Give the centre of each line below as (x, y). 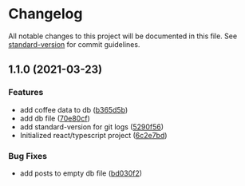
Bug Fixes (28, 156)
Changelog (45, 14)
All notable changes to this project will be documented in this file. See (123, 36)
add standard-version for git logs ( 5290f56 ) (92, 127)
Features (26, 93)
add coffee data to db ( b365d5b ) (74, 109)
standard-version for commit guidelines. (74, 44)
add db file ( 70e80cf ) (55, 118)
